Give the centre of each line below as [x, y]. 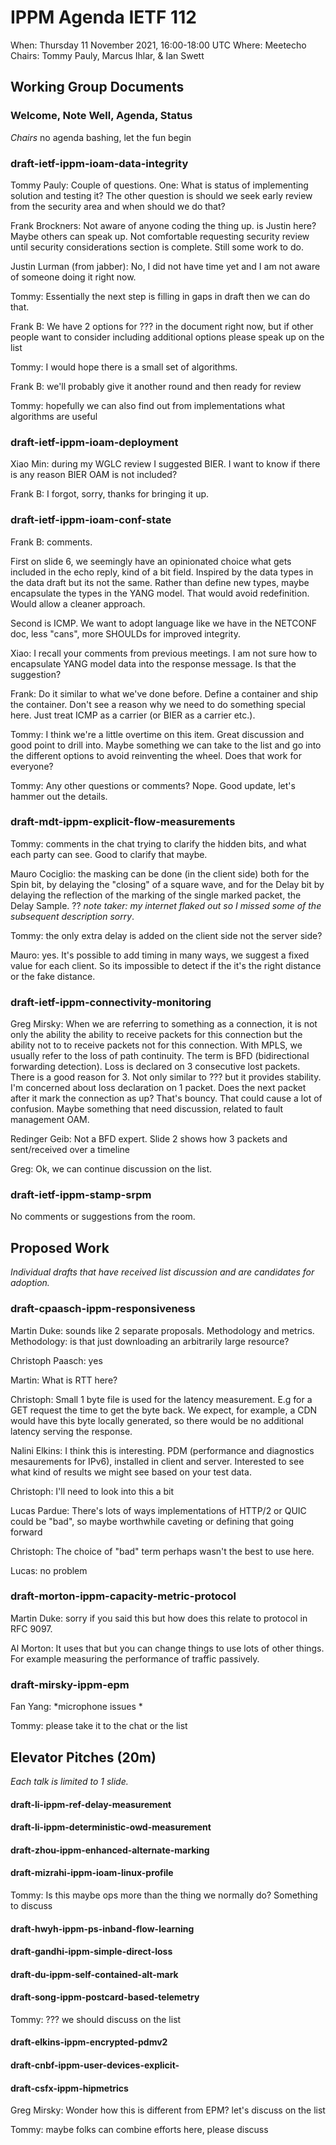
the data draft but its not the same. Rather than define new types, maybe [160, 582]
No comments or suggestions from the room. [103, 1217]
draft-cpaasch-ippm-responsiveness [103, 1309]
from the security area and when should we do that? [118, 206]
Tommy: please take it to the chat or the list [99, 1726]
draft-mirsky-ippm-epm [70, 1684]
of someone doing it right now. [73, 277]
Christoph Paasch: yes [56, 1360]
